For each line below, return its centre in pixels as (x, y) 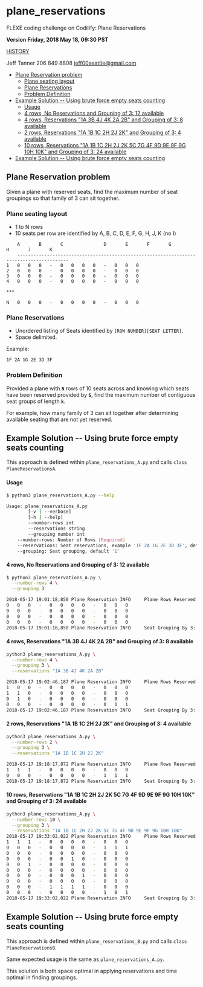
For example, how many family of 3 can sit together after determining (92, 413)
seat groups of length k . (36, 401)
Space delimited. (36, 337)
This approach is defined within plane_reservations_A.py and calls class (97, 462)
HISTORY (18, 51)
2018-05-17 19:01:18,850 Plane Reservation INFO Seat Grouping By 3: (101, 628)
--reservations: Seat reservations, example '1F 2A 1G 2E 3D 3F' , (102, 545)
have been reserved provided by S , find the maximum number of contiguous (101, 394)
